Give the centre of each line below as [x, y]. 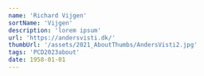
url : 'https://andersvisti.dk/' [62, 38]
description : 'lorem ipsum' [55, 30]
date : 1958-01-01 [37, 60]
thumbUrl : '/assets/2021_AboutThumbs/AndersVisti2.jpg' [103, 45]
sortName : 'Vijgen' [41, 23]
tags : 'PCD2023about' [44, 52]
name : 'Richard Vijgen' [48, 15]
